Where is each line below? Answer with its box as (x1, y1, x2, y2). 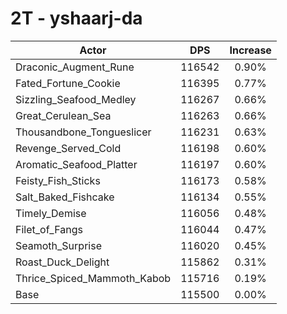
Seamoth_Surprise (15, 238, 102, 252)
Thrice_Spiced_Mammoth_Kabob (15, 271, 172, 285)
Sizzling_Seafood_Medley (15, 92, 137, 106)
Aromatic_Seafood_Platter (15, 157, 138, 171)
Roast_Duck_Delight (15, 255, 110, 269)
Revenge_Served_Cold (15, 141, 122, 155)
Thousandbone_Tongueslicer (15, 125, 152, 139)
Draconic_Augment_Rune (15, 60, 135, 74)
